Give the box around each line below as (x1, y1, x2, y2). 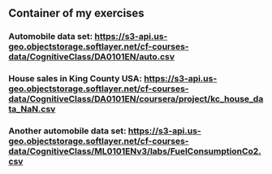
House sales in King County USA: (8, 73, 142, 85)
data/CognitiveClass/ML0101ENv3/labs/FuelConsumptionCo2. (8, 146, 261, 157)
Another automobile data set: (8, 125, 127, 137)
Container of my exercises (8, 7, 145, 20)
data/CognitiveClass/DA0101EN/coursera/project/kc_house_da (8, 94, 264, 105)
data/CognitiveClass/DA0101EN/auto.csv (8, 51, 175, 63)
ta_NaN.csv (8, 103, 56, 115)
